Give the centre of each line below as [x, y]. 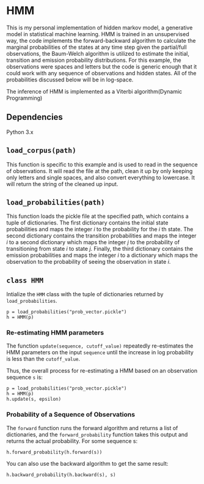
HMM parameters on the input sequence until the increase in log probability [100, 352]
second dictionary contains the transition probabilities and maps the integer [101, 236]
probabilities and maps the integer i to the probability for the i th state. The [100, 229]
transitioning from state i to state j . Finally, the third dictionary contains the [100, 249]
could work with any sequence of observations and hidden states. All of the [101, 73]
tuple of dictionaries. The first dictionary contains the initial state [87, 223]
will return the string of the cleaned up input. [62, 184]
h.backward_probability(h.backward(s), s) [61, 475]
